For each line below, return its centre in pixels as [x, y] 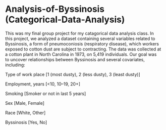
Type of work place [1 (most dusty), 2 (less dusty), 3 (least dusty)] [73, 74]
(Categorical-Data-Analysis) [65, 20]
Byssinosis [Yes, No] [26, 122]
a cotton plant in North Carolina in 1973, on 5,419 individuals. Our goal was [81, 54]
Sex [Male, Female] [25, 103]
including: [15, 65]
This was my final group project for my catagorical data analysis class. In [80, 33]
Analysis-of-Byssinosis [55, 9]
